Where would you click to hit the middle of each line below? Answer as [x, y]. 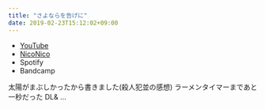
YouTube [34, 45]
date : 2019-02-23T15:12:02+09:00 [63, 23]
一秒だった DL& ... [38, 96]
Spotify [31, 62]
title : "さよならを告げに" [48, 15]
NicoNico [35, 54]
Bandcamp [37, 70]
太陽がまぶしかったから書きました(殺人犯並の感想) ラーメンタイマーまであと [133, 87]
